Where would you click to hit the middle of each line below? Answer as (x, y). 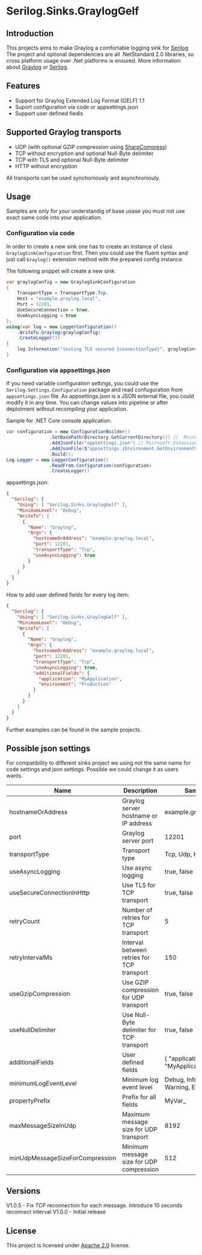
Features (23, 86)
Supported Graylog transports (64, 132)
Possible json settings (48, 748)
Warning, (177, 1087)
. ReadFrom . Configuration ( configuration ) (100, 466)
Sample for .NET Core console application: (59, 421)
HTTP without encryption (46, 166)
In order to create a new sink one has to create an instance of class (90, 246)
